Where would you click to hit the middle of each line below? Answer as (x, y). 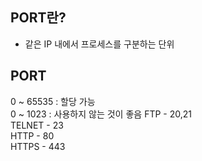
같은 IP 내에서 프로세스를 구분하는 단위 (99, 44)
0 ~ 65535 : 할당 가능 (53, 101)
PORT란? (38, 18)
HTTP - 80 (32, 135)
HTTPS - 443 (38, 146)
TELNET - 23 (37, 125)
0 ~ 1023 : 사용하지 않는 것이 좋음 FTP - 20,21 (101, 114)
